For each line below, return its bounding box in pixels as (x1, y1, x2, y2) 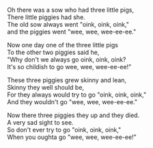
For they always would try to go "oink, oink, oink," (7, 90, 147, 99)
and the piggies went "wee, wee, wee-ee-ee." (7, 27, 137, 36)
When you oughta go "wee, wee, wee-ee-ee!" (7, 133, 137, 141)
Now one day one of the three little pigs (7, 41, 118, 49)
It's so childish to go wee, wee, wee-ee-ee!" (7, 63, 132, 71)
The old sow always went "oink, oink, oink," (7, 21, 130, 28)
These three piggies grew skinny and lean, (7, 76, 127, 84)
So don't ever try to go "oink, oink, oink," (7, 126, 122, 134)
